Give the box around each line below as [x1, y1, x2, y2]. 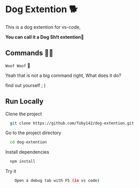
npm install [10, 159, 36, 164]
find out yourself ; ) [5, 82, 46, 88]
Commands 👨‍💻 [5, 49, 54, 57]
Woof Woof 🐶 [5, 62, 31, 69]
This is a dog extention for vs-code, [5, 24, 81, 30]
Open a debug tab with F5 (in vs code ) [14, 178, 100, 183]
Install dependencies [5, 149, 50, 155]
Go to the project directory [5, 130, 62, 136]
